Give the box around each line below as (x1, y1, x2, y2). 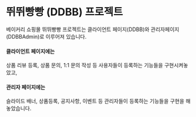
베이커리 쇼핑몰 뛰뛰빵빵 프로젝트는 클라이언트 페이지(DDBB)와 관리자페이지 (6, 26, 180, 33)
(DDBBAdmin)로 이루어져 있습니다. (6, 33, 87, 40)
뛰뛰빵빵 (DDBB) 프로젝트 (6, 5, 123, 19)
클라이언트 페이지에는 (6, 47, 55, 54)
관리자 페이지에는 (6, 83, 46, 91)
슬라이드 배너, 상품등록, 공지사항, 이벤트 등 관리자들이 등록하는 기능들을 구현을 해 (6, 98, 191, 105)
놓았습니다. (6, 105, 32, 112)
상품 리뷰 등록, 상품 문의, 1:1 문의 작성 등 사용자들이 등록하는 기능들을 (6, 62, 163, 69)
